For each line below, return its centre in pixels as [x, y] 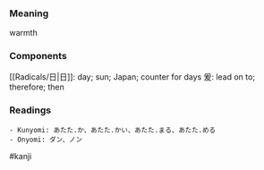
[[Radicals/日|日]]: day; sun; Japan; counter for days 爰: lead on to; [132, 76]
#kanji [21, 156]
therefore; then [37, 87]
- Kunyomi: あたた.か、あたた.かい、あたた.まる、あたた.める [113, 130]
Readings [30, 110]
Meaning [29, 13]
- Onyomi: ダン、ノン [46, 140]
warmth [23, 33]
